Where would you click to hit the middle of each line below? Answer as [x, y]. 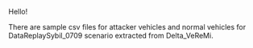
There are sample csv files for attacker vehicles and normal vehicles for [127, 27]
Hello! [18, 12]
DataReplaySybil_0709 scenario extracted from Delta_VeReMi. [111, 36]
